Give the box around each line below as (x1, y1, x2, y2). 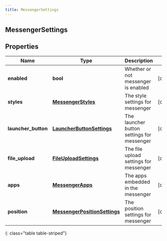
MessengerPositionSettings (52, 208, 120, 215)
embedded (124, 178, 151, 185)
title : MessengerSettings (5, 7, 59, 12)
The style (124, 92, 147, 99)
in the (124, 184, 138, 191)
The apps (124, 172, 147, 179)
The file (124, 145, 143, 152)
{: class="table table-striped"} (5, 230, 67, 236)
